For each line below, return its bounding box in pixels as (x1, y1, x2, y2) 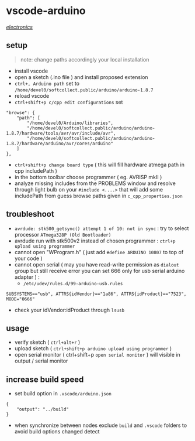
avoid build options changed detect (14, 428, 100, 435)
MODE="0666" (6, 296, 35, 302)
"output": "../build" (16, 406, 69, 412)
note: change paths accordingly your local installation (20, 56, 149, 63)
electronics (6, 23, 33, 30)
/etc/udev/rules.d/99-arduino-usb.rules (23, 281, 123, 286)
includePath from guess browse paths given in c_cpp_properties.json (14, 192, 183, 199)
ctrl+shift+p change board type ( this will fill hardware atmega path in (14, 161, 185, 168)
